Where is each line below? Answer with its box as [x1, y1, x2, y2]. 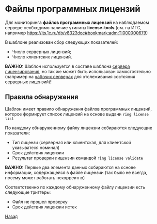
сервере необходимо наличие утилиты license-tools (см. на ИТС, [5, 24, 142, 30]
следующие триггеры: [5, 189, 51, 195]
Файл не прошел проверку [12, 199, 68, 205]
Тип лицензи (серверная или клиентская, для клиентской [12, 139, 131, 145]
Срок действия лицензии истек [12, 204, 77, 210]
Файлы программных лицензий [5, 3, 141, 15]
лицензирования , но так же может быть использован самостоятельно [5, 68, 151, 74]
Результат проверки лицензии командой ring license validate [12, 155, 143, 161]
